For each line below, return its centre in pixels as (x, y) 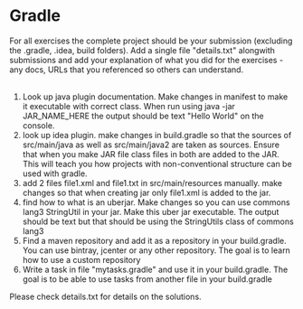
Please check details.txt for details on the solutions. (105, 296)
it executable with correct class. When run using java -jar (128, 106)
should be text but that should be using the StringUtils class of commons (158, 221)
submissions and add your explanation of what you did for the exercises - (146, 60)
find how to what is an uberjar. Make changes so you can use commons (156, 202)
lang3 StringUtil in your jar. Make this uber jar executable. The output (151, 211)
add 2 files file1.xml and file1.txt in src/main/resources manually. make (152, 183)
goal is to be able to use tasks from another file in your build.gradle (147, 279)
